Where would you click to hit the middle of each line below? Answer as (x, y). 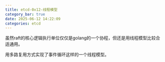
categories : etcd (23, 23)
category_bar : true (25, 14)
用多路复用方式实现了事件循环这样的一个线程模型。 (57, 55)
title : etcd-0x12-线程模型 (31, 10)
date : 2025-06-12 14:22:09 (33, 19)
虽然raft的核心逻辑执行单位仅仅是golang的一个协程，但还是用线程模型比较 (81, 38)
